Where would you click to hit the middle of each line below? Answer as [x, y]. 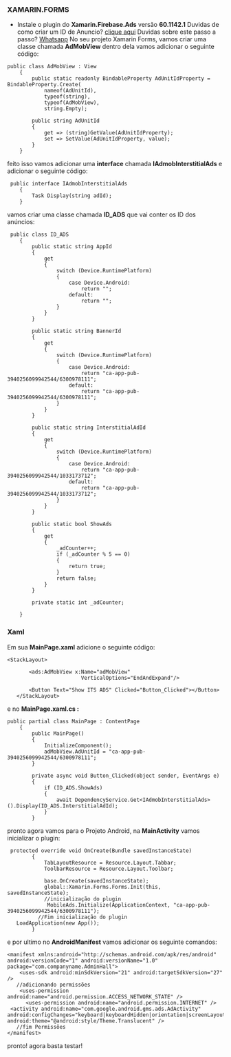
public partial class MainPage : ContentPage [73, 721]
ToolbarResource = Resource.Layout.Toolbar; [109, 869]
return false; [76, 578]
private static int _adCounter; [78, 603]
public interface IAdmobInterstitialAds [69, 184]
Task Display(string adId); [72, 196]
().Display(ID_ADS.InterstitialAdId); [63, 806]
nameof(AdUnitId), [70, 91]
